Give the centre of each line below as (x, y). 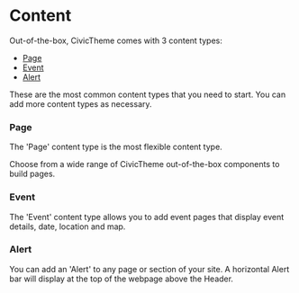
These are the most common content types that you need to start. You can (148, 94)
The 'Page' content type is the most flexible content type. (116, 147)
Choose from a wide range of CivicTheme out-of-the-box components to (145, 164)
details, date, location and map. (68, 226)
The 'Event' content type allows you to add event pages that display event (147, 217)
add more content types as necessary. (81, 103)
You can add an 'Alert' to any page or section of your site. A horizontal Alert (149, 269)
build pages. (32, 174)
